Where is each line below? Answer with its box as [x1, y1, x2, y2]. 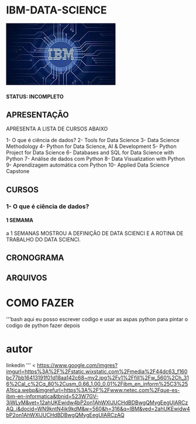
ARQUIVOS [6, 273, 47, 282]
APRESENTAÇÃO [6, 109, 69, 120]
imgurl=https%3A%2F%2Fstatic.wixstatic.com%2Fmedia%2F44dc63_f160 [6, 368, 188, 375]
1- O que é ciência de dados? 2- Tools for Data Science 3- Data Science [6, 137, 180, 144]
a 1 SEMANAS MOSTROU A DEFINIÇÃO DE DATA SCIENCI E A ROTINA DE [6, 229, 184, 237]
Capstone [6, 168, 30, 175]
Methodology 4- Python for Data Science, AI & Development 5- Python [6, 143, 177, 150]
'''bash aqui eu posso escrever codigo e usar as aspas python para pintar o [6, 315, 188, 322]
